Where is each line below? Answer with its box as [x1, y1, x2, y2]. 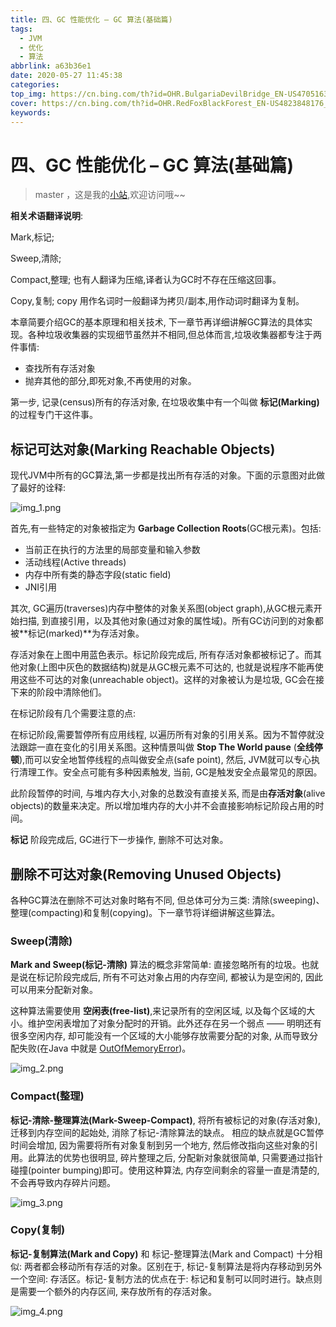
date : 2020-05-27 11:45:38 [10, 71, 123, 81]
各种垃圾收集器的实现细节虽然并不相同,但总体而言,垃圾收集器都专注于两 [27, 329, 323, 341]
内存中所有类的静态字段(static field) [24, 569, 172, 581]
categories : [10, 80, 60, 90]
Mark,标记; [10, 231, 55, 243]
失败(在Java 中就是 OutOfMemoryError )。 [18, 1042, 192, 1055]
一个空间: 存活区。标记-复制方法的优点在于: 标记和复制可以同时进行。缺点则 [10, 1272, 323, 1285]
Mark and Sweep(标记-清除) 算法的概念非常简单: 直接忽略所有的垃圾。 [10, 959, 302, 971]
